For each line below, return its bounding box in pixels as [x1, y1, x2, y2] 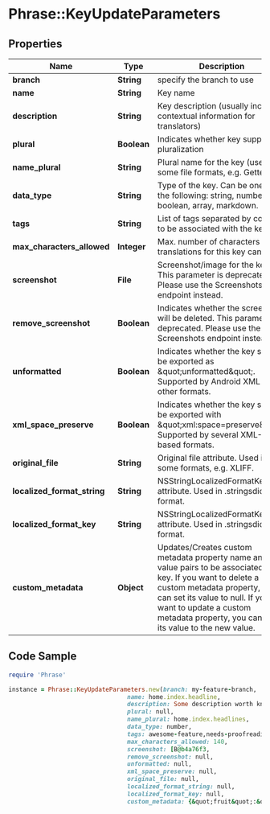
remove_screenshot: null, [127, 753, 215, 761]
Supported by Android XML [157, 376, 261, 387]
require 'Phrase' [8, 671, 67, 679]
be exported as [157, 356, 215, 367]
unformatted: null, [127, 760, 193, 768]
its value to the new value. [157, 623, 256, 633]
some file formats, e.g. [157, 166, 242, 178]
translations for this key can [157, 246, 262, 257]
